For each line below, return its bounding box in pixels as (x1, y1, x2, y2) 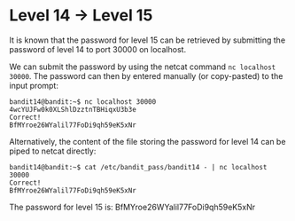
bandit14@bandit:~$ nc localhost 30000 (9, 97, 157, 107)
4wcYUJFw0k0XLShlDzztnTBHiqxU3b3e (9, 105, 137, 114)
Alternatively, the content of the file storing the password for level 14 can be (9, 136, 286, 146)
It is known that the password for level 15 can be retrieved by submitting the (9, 35, 286, 45)
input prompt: (9, 80, 59, 91)
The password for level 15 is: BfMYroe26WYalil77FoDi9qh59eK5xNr (9, 201, 256, 212)
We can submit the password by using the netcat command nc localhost (9, 61, 276, 72)
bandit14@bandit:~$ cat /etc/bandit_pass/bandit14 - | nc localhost (9, 162, 268, 171)
